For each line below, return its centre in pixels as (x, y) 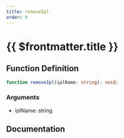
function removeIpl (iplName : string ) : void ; (62, 82)
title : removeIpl (28, 12)
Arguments (23, 98)
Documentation (36, 129)
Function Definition (43, 69)
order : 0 (17, 17)
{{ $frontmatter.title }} (62, 47)
